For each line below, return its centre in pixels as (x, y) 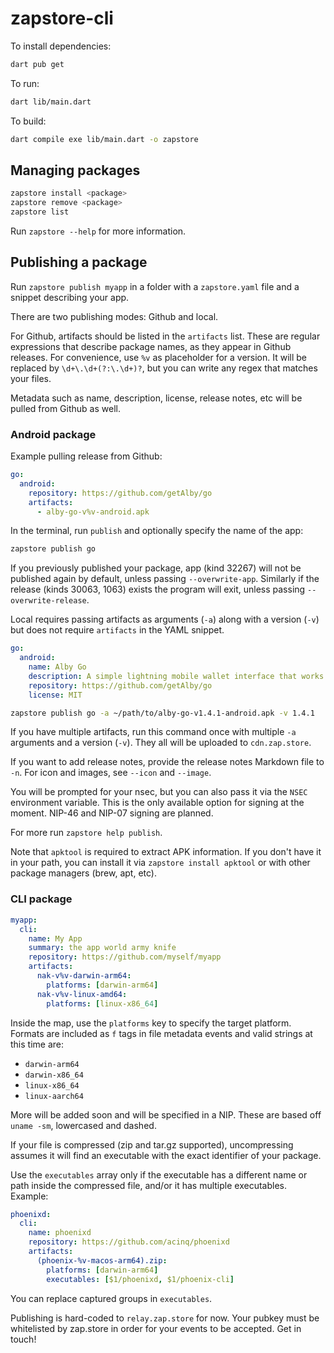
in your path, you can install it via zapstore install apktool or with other (160, 863)
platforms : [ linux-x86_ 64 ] (102, 1003)
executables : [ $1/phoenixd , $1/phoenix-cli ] (140, 1279)
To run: (25, 83)
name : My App (55, 938)
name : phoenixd (60, 1233)
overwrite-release (48, 601)
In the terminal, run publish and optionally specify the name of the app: (157, 531)
